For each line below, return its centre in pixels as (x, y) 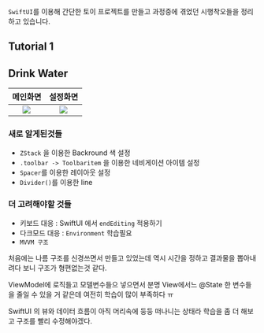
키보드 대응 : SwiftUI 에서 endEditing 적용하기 (91, 223)
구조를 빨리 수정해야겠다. (54, 320)
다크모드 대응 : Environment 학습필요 (76, 233)
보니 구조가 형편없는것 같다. (65, 268)
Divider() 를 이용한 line (56, 182)
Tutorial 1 (31, 47)
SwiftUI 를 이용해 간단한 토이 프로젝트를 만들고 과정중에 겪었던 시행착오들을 (124, 11)
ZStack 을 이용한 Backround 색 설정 (75, 153)
